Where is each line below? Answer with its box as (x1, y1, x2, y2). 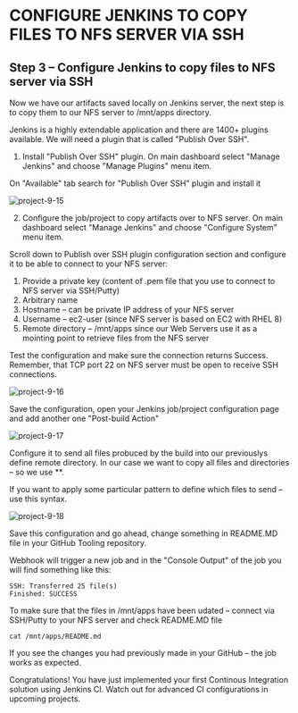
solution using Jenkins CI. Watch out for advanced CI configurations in (9, 684, 269, 694)
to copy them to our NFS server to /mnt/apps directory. (9, 107, 211, 117)
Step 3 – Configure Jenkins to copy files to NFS (9, 60, 276, 75)
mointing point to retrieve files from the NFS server (21, 332, 210, 343)
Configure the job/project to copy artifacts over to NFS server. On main (21, 213, 284, 223)
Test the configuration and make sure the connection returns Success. (9, 350, 269, 360)
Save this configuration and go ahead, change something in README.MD (9, 528, 278, 539)
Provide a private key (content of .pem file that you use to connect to (21, 276, 276, 286)
